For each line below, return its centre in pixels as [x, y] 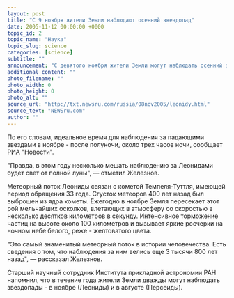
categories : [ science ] [40, 53]
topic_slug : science [37, 46]
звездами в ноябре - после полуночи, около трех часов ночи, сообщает [115, 144]
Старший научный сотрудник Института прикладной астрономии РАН [112, 272]
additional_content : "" [42, 72]
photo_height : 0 [31, 91]
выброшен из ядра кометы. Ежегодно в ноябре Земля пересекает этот [114, 201]
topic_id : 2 [24, 33]
